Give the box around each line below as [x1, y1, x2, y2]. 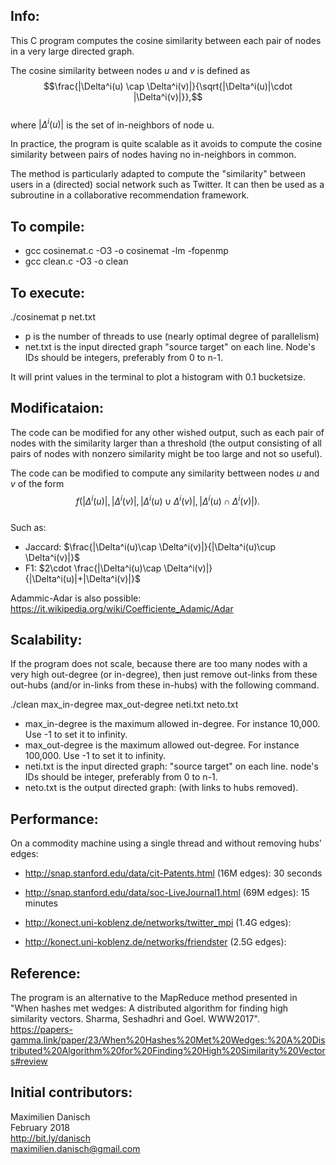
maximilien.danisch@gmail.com [10, 1142, 141, 1154]
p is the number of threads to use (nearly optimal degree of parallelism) [24, 330, 320, 343]
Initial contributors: [10, 1084, 133, 1101]
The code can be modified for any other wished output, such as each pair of [10, 426, 325, 438]
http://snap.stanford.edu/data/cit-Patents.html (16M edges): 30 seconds [24, 867, 323, 879]
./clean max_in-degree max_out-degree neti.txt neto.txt [10, 699, 239, 711]
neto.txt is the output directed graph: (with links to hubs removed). [24, 782, 299, 794]
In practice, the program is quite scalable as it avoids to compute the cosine [10, 138, 323, 150]
